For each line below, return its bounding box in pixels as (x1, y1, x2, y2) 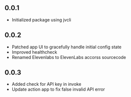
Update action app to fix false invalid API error (11, 86, 105, 92)
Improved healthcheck (11, 49, 57, 55)
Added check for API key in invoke (11, 81, 81, 87)
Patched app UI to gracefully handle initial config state (11, 44, 122, 50)
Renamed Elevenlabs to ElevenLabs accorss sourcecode (11, 54, 126, 60)
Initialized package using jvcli (11, 17, 72, 22)
